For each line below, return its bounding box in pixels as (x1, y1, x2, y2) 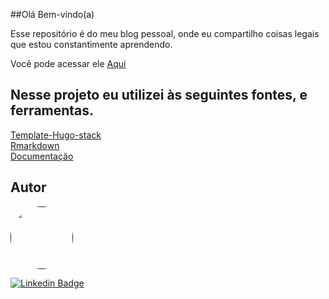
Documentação (10, 150, 74, 162)
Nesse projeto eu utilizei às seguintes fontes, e (10, 87, 308, 104)
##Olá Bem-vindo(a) (10, 9, 95, 20)
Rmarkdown (10, 139, 60, 151)
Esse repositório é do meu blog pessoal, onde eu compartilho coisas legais (10, 28, 320, 39)
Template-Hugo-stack (10, 129, 102, 141)
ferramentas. (10, 102, 95, 119)
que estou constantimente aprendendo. (10, 39, 173, 50)
